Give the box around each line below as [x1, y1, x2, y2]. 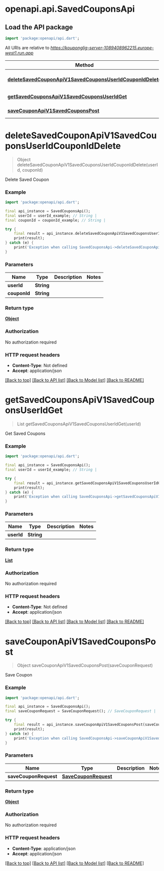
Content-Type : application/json [12, 846, 76, 851]
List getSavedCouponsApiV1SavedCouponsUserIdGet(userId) [17, 421, 142, 427]
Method [75, 61, 94, 68]
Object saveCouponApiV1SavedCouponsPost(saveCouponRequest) [17, 663, 153, 669]
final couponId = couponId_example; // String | [5, 218, 106, 223]
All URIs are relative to [5, 45, 50, 50]
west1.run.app [5, 50, 34, 56]
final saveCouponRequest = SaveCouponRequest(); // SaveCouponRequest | [5, 709, 156, 714]
